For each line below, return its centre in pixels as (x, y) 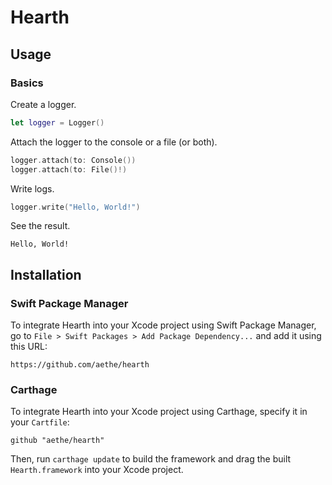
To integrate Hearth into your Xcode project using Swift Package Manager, (163, 325)
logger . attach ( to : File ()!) (69, 169)
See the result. (40, 226)
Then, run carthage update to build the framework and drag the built (151, 459)
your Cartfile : (40, 422)
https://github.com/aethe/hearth (80, 365)
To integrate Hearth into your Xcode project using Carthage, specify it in (159, 412)
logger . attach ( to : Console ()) (73, 160)
